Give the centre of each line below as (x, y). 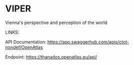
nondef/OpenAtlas (24, 47)
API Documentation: (26, 42)
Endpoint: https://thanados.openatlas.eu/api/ (51, 57)
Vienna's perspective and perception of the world (56, 22)
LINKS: (12, 32)
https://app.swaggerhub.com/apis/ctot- (88, 42)
